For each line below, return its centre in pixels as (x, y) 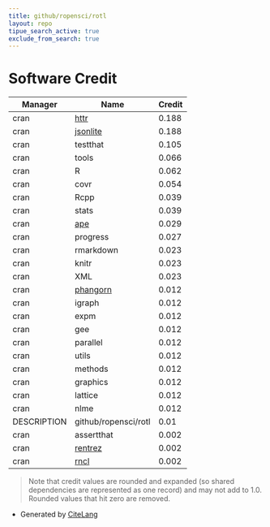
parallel (88, 343)
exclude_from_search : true (54, 39)
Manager (40, 105)
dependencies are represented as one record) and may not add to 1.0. (145, 490)
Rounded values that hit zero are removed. (99, 499)
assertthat (94, 435)
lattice (86, 395)
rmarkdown (96, 250)
